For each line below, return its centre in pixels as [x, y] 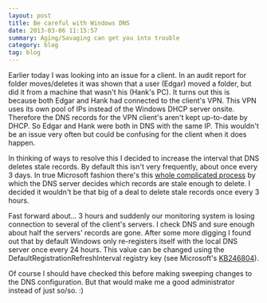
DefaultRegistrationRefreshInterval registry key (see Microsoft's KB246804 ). [133, 258]
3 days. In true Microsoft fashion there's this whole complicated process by [132, 175]
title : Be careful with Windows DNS [69, 23]
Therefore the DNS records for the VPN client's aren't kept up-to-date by [128, 117]
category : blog [33, 45]
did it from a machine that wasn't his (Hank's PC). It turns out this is [119, 92]
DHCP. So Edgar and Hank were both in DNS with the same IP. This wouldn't [133, 126]
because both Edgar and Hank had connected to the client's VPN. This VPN [132, 101]
